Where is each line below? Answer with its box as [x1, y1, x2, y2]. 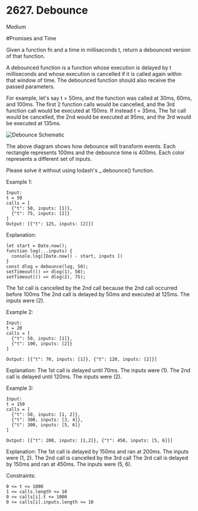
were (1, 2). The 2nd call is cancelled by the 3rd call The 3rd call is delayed [6, 454, 189, 461]
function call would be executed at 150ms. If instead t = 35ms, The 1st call [6, 107, 186, 114]
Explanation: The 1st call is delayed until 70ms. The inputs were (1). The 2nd [6, 366, 191, 374]
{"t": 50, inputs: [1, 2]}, [11, 411, 81, 417]
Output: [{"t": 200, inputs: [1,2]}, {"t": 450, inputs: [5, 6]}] [6, 437, 173, 443]
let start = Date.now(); [6, 243, 67, 249]
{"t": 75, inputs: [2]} [11, 210, 70, 217]
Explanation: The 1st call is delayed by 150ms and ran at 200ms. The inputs [6, 447, 189, 455]
